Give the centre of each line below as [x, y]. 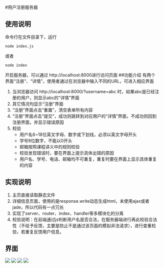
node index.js [20, 46]
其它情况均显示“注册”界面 [38, 104]
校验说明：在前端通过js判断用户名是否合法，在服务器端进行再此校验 [80, 219]
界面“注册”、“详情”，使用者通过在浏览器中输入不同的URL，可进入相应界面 [80, 81]
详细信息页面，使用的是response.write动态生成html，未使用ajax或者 [81, 201]
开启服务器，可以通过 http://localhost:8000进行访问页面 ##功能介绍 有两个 [80, 75]
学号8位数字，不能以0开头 [46, 140]
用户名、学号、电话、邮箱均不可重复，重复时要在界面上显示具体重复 [88, 159]
